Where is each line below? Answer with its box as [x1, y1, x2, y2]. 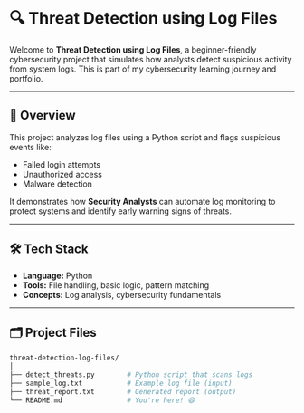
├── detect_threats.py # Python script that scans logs [9, 370, 253, 379]
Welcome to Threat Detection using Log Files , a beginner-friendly [9, 43, 257, 55]
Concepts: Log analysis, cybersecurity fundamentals [22, 289, 222, 300]
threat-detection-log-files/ [9, 353, 119, 363]
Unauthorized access [22, 168, 102, 179]
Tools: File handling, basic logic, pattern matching [22, 279, 210, 291]
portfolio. [9, 72, 43, 83]
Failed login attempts [22, 158, 101, 169]
